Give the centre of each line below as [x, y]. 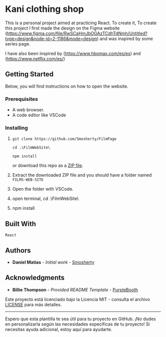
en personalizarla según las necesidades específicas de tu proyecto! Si [78, 324]
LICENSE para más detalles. [33, 304]
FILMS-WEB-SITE [28, 180]
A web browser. [28, 110]
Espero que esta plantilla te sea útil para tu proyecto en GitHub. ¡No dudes [81, 319]
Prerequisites [21, 99]
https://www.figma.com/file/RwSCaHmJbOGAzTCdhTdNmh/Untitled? [77, 33]
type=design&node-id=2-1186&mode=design [51, 39]
